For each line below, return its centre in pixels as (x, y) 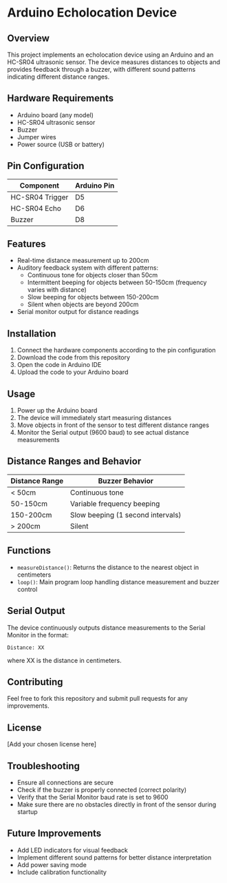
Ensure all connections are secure (65, 782)
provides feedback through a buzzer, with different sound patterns (101, 69)
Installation (32, 334)
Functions (29, 551)
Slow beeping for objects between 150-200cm (93, 297)
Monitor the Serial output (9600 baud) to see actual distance (103, 433)
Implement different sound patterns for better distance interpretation (114, 857)
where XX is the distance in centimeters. (64, 660)
